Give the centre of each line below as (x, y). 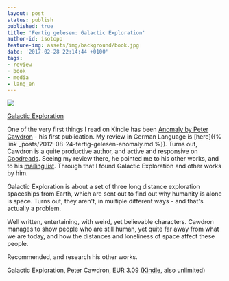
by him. (18, 173)
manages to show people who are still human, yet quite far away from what (113, 229)
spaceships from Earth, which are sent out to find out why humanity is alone (114, 194)
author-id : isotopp (35, 39)
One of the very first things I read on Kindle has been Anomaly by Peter (108, 130)
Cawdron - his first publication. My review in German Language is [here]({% (114, 137)
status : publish (30, 20)
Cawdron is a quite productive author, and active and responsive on (103, 151)
